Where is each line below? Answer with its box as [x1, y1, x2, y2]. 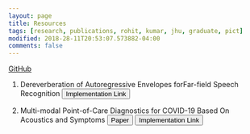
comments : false [8, 42, 63, 50]
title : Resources [8, 19, 67, 27]
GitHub [8, 64, 32, 73]
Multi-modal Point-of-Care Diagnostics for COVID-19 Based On [19, 106, 230, 115]
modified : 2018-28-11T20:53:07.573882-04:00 [8, 34, 160, 43]
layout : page [8, 11, 52, 20]
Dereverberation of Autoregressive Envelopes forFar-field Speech [19, 80, 240, 90]
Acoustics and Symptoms [19, 115, 106, 125]
